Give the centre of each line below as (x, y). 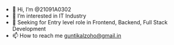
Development (29, 29)
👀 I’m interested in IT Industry (49, 16)
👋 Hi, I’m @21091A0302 (42, 9)
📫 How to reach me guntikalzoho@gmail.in (67, 36)
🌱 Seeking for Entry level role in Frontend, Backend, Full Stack (90, 22)
